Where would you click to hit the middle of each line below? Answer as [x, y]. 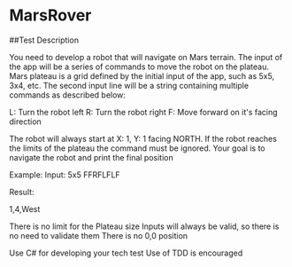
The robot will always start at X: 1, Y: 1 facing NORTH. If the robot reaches [143, 138]
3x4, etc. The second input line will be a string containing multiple [129, 85]
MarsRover [50, 16]
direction [25, 122]
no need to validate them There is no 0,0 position [99, 235]
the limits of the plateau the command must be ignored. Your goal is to [137, 148]
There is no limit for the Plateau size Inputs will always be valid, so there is [144, 226]
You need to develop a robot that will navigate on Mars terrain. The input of [146, 57]
